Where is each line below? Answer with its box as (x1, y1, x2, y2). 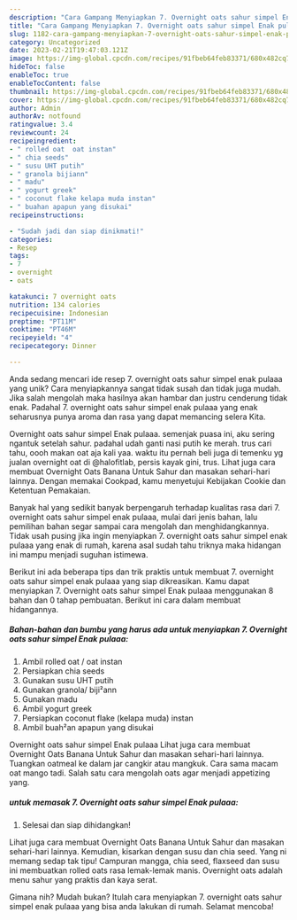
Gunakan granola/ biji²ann (21, 684, 118, 695)
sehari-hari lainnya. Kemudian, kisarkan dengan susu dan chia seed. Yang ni (9, 846, 287, 856)
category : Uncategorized (9, 37, 101, 47)
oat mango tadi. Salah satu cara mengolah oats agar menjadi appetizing (9, 768, 270, 778)
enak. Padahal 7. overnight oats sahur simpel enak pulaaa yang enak (9, 402, 258, 412)
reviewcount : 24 (9, 129, 69, 137)
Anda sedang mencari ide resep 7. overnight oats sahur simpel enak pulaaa (9, 373, 283, 384)
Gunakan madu (21, 693, 78, 705)
